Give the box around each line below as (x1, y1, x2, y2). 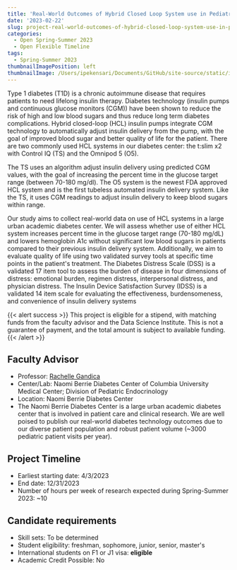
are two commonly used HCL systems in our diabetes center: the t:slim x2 (7, 141, 222, 150)
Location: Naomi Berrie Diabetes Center (17, 395, 134, 403)
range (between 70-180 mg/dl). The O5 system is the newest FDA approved (7, 178, 228, 186)
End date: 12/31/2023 (17, 479, 80, 488)
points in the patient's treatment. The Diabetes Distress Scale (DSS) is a (7, 259, 216, 267)
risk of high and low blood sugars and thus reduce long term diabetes (7, 111, 210, 120)
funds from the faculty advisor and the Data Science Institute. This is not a (7, 318, 224, 326)
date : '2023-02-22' (7, 17, 65, 24)
